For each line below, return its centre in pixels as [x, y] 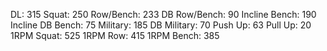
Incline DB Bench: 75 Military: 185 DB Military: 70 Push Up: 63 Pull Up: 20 [161, 25]
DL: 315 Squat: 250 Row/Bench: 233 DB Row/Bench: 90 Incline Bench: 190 [163, 14]
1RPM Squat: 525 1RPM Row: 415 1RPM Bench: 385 [115, 35]
